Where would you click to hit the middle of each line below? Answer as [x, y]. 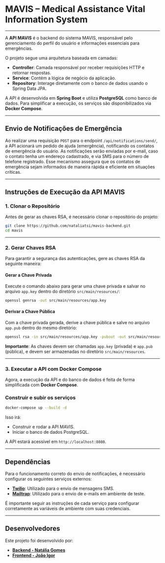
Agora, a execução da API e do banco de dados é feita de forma [70, 379]
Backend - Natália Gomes [39, 550]
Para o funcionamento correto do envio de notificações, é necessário [75, 473]
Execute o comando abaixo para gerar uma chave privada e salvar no [75, 286]
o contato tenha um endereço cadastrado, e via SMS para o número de [77, 156]
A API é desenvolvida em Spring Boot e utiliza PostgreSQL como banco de [81, 98]
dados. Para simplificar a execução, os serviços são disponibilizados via [78, 103]
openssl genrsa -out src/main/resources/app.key [56, 300]
